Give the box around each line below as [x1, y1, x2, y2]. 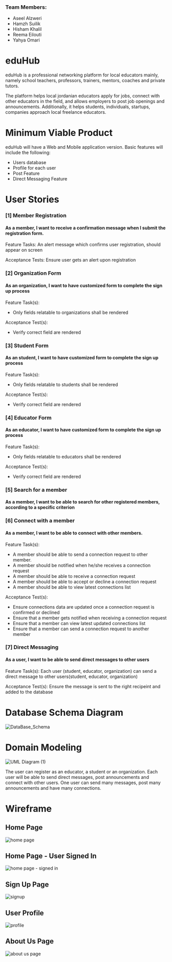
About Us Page [5, 937, 54, 946]
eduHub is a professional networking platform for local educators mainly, [5, 72, 159, 78]
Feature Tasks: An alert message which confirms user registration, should [5, 242, 161, 248]
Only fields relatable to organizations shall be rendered [12, 309, 128, 315]
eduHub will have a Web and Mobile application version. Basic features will [5, 144, 163, 150]
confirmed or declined [12, 609, 60, 615]
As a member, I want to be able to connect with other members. [5, 530, 143, 536]
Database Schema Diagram [5, 707, 124, 718]
